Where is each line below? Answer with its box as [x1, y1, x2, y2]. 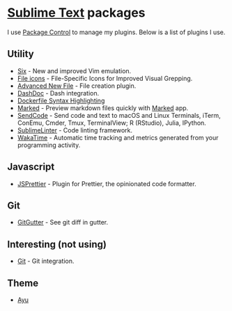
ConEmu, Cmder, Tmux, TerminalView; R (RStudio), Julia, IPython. [17, 119, 207, 127]
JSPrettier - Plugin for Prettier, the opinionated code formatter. [17, 179, 196, 188]
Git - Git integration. [17, 257, 75, 266]
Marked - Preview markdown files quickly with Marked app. [17, 103, 189, 112]
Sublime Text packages [7, 5, 146, 21]
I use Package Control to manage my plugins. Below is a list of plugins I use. [7, 28, 226, 36]
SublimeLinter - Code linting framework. [17, 126, 133, 134]
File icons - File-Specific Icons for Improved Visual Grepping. [17, 74, 193, 82]
